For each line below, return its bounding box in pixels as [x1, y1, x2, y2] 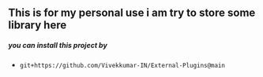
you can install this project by [8, 40, 108, 49]
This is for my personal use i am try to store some [8, 6, 256, 20]
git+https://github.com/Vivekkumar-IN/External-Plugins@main [19, 62, 226, 70]
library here [8, 19, 67, 32]
